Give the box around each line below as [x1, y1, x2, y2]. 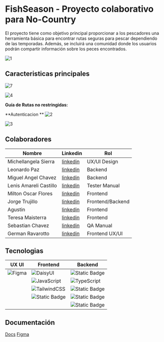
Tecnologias [5, 247, 44, 255]
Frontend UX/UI [87, 230, 123, 237]
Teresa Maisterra [7, 214, 47, 221]
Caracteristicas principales [5, 70, 90, 78]
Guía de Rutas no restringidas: [5, 102, 68, 108]
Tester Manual [87, 182, 120, 189]
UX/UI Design [87, 158, 118, 165]
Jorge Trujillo [7, 198, 38, 205]
